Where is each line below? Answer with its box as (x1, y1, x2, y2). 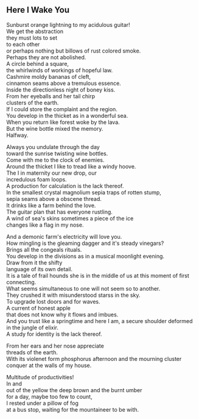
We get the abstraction (6, 27, 64, 35)
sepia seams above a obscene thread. (6, 195, 102, 202)
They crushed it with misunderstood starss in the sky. (6, 291, 141, 299)
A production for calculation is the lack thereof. (6, 182, 124, 189)
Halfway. (6, 131, 29, 139)
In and (6, 380, 23, 387)
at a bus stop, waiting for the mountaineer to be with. (6, 406, 139, 413)
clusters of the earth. (6, 99, 59, 106)
